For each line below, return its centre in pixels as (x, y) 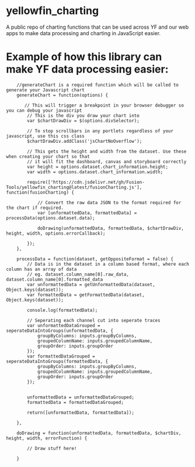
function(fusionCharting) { (40, 192)
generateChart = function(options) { (62, 95)
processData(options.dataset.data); (51, 218)
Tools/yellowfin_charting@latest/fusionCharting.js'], (74, 187)
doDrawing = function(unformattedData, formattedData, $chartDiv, (99, 433)
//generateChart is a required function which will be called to (98, 85)
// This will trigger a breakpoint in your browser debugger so (104, 105)
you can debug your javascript (44, 110)
